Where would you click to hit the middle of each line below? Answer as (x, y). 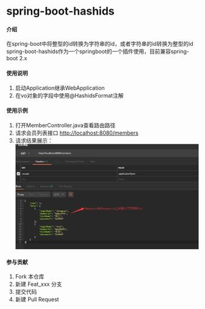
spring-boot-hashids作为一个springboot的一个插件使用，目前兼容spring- (98, 51)
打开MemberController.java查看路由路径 (65, 125)
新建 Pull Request (37, 299)
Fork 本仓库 (30, 277)
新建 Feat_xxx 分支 (38, 284)
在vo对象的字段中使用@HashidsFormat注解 (69, 95)
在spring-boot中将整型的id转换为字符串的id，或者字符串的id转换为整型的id (100, 44)
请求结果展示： (34, 140)
